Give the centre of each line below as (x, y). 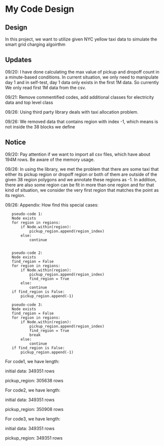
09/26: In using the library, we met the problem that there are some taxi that (82, 169)
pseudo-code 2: (27, 253)
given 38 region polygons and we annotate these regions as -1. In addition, (81, 179)
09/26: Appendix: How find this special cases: (52, 205)
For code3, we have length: (33, 419)
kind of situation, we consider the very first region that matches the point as (82, 190)
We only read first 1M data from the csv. (46, 87)
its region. (15, 195)
